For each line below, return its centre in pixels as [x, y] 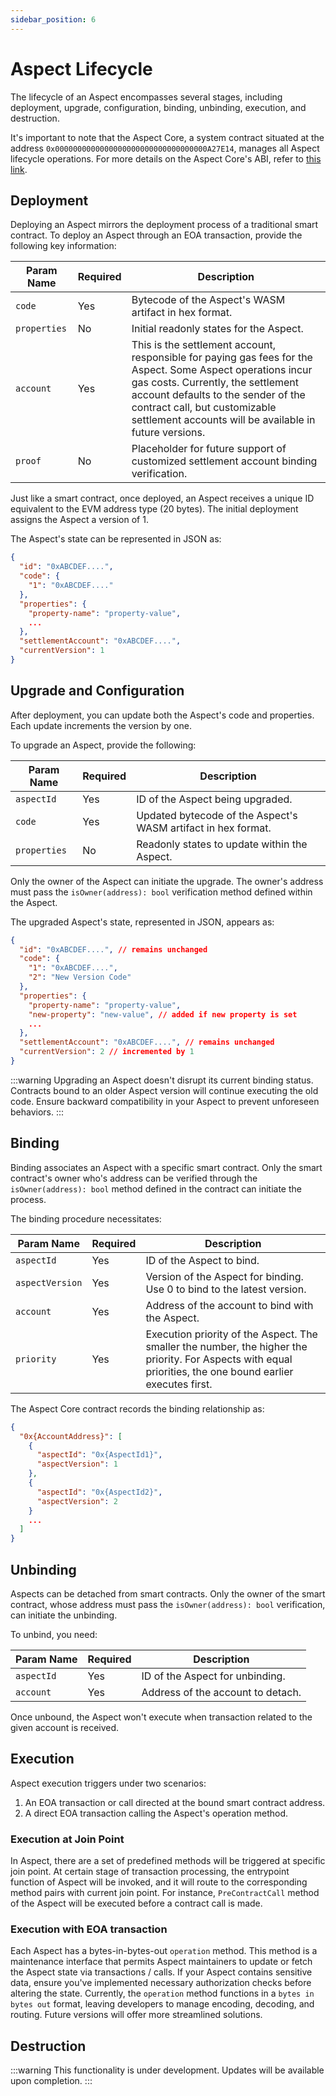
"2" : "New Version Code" [80, 977]
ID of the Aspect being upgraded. [214, 799]
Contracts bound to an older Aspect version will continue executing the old [164, 1090]
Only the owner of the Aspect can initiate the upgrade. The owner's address [167, 881]
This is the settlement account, [204, 345]
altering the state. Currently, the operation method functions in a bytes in [162, 1993]
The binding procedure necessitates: [86, 1218]
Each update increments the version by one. [101, 725]
